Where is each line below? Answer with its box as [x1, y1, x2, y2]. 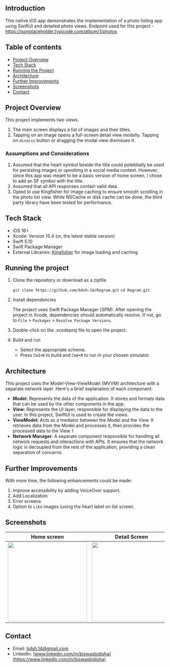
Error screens [12, 498, 41, 504]
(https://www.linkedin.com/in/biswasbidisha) [12, 656, 106, 662]
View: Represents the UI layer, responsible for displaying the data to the [12, 406, 163, 413]
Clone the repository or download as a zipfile [12, 277, 107, 283]
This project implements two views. [5, 117, 79, 123]
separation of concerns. [12, 450, 63, 456]
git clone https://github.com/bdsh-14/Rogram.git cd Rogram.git [12, 288, 150, 293]
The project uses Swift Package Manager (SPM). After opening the [12, 307, 152, 313]
